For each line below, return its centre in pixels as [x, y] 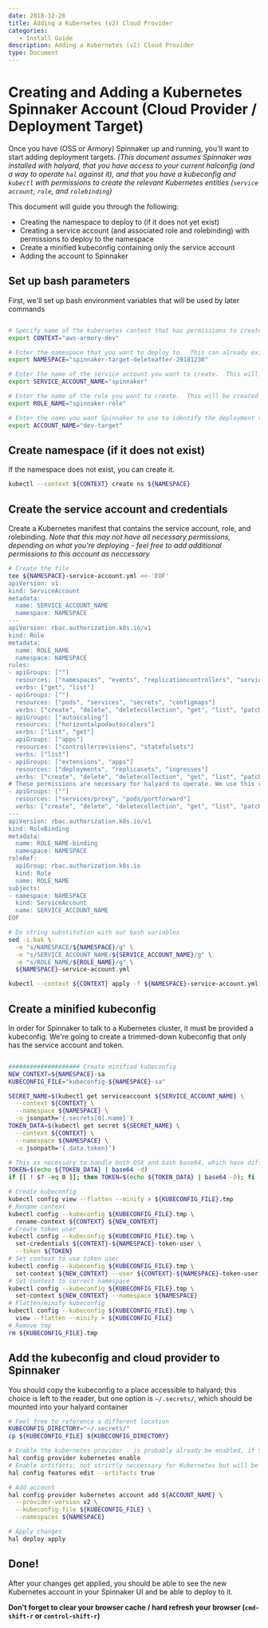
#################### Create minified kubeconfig [93, 1067]
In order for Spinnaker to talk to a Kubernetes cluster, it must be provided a [131, 1027]
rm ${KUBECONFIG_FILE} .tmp [53, 1333]
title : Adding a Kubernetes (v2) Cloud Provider [91, 23]
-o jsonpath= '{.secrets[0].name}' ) [75, 1119]
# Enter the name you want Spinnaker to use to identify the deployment [132, 418]
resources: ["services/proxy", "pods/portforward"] [103, 799]
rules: [19, 665]
